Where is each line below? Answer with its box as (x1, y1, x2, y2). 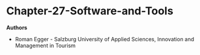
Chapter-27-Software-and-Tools (6, 4, 173, 18)
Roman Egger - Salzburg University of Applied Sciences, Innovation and (15, 35, 195, 42)
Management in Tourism (15, 42, 76, 49)
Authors (6, 24, 28, 31)
